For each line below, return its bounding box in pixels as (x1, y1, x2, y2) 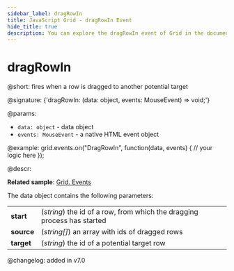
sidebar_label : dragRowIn (7, 10, 82, 17)
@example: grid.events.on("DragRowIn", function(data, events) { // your (7, 144, 213, 152)
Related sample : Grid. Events (7, 178, 92, 186)
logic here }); (7, 151, 45, 160)
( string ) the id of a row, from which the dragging (40, 207, 198, 217)
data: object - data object (17, 123, 94, 131)
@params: (7, 109, 37, 118)
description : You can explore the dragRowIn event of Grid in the (7, 29, 204, 37)
